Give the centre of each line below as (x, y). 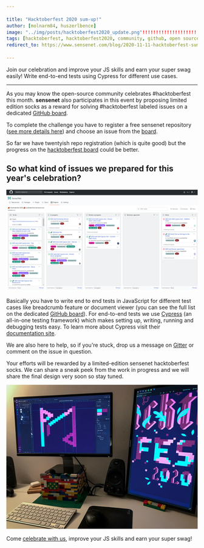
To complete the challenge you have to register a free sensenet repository (99, 124)
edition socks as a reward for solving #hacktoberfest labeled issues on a (97, 106)
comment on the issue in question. (49, 352)
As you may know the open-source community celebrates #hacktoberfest (99, 93)
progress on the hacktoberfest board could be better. (73, 149)
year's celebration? (44, 178)
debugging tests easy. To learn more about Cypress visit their (83, 327)
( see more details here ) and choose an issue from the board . (82, 131)
